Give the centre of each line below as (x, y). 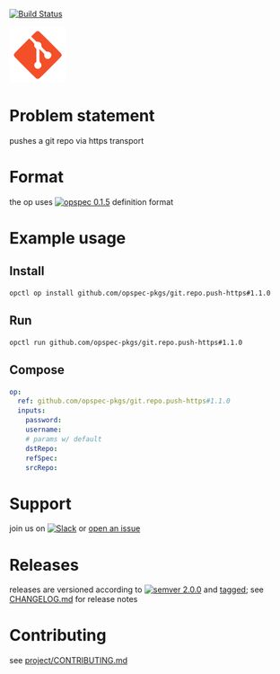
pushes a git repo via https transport (77, 140)
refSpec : (42, 458)
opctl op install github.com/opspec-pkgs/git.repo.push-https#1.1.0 (140, 293)
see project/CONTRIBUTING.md (69, 661)
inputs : (32, 411)
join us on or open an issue (75, 528)
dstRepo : (42, 448)
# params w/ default (64, 439)
